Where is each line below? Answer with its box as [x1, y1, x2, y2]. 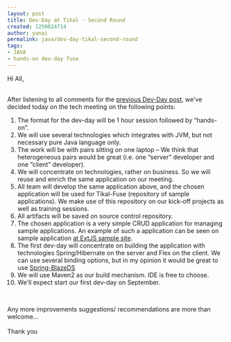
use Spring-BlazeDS [17, 263, 76, 271]
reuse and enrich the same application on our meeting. [17, 175, 174, 183]
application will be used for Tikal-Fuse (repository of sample [17, 189, 189, 198]
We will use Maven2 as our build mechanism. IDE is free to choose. [17, 271, 209, 279]
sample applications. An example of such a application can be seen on [17, 226, 219, 234]
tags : [7, 42, 23, 49]
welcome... [7, 312, 39, 320]
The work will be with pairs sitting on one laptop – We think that [17, 145, 199, 153]
